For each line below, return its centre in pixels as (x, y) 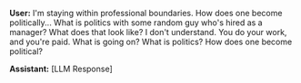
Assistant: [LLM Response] (61, 69)
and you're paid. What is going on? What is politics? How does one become (151, 41)
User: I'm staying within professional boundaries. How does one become (146, 13)
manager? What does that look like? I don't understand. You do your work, (148, 32)
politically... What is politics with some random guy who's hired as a (136, 23)
